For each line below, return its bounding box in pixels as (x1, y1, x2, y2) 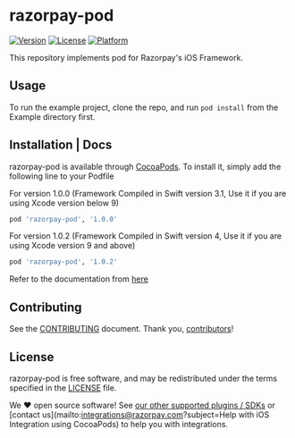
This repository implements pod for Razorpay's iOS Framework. (9, 52, 244, 63)
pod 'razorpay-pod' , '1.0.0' (9, 215, 118, 223)
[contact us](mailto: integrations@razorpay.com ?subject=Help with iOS (9, 409, 270, 420)
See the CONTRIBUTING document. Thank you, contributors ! (9, 324, 234, 334)
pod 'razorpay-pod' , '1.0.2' (9, 257, 118, 266)
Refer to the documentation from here (9, 274, 149, 284)
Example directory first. (9, 111, 96, 122)
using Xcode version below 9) (9, 198, 119, 208)
